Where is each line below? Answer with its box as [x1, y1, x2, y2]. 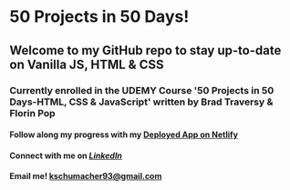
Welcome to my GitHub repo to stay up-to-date [9, 43, 282, 58]
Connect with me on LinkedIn [9, 150, 123, 161]
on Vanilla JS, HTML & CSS [9, 56, 164, 72]
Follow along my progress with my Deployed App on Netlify [9, 129, 239, 140]
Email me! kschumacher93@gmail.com [9, 171, 162, 182]
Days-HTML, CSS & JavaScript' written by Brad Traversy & [9, 95, 274, 108]
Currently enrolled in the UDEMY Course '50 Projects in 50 [9, 84, 274, 96]
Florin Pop [9, 106, 57, 119]
